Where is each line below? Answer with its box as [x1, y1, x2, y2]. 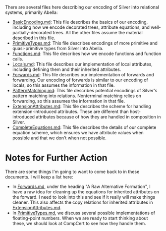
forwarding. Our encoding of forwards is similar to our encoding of [12, 77, 149, 83]
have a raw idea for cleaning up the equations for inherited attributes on [12, 188, 160, 195]
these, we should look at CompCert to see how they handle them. [12, 220, 146, 226]
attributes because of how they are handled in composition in [35, 114, 161, 119]
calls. [12, 56, 23, 61]
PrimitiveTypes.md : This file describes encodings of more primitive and [12, 40, 158, 46]
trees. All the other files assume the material [53, 30, 143, 35]
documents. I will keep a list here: [5, 173, 73, 180]
